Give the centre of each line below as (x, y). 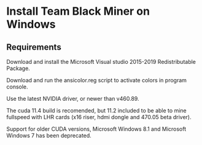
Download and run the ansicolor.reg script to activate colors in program (97, 80)
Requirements (34, 47)
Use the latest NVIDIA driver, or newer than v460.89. (73, 99)
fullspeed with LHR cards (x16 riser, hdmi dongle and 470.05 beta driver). (99, 117)
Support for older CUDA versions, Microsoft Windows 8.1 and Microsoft (96, 129)
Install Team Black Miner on (78, 11)
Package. (18, 68)
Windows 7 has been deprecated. (49, 135)
